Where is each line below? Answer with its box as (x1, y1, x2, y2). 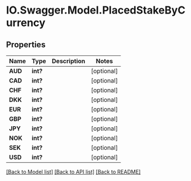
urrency (6, 16, 46, 29)
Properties (6, 40, 46, 50)
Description (52, 57, 85, 65)
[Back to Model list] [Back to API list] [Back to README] (6, 169, 141, 175)
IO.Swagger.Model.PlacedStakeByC (6, 4, 186, 17)
